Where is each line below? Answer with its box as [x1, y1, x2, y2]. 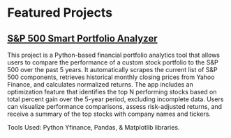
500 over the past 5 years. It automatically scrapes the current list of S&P [7, 66, 218, 74]
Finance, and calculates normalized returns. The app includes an [7, 80, 194, 88]
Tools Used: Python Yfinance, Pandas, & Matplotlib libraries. [7, 123, 180, 131]
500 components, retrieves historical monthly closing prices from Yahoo [7, 73, 215, 81]
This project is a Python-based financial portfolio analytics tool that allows [7, 51, 221, 59]
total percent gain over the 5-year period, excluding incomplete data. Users [7, 95, 224, 103]
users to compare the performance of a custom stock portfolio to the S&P [7, 58, 218, 67]
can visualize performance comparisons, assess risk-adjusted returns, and [7, 103, 222, 110]
